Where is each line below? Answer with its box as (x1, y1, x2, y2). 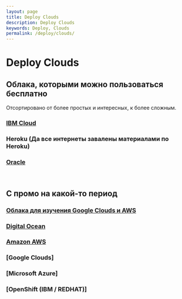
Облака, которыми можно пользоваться (6, 79, 163, 89)
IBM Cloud (6, 119, 36, 127)
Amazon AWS (6, 238, 46, 246)
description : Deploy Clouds (6, 19, 75, 25)
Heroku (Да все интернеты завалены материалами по (6, 134, 169, 143)
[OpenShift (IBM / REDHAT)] (6, 285, 87, 294)
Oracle (6, 157, 26, 166)
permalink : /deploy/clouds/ (6, 31, 75, 37)
